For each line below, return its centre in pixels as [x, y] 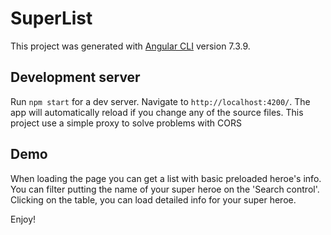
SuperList [51, 18]
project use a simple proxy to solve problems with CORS [126, 123]
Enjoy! [23, 219]
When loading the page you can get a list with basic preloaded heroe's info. [166, 178]
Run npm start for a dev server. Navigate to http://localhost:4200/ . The [160, 101]
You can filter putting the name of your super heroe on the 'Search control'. [165, 189]
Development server [75, 77]
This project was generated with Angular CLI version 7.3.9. [130, 46]
